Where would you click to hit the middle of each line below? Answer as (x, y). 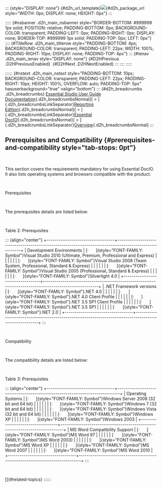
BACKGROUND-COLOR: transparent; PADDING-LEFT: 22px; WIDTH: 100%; (80, 48)
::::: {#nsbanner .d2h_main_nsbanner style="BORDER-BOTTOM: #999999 (79, 23)
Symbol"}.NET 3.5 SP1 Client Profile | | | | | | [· (97, 302)
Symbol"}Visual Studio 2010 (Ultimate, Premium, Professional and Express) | (81, 255)
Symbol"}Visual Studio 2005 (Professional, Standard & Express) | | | (90, 271)
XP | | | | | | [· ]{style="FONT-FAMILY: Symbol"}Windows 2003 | (71, 419)
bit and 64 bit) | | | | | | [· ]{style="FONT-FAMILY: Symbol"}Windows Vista (81, 409)
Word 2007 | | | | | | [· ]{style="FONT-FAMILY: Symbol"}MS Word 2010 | (79, 450)
